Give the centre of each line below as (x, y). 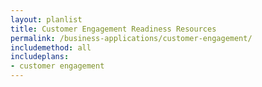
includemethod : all (51, 47)
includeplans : (40, 57)
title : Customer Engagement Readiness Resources (113, 29)
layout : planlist (46, 19)
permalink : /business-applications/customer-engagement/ (131, 38)
